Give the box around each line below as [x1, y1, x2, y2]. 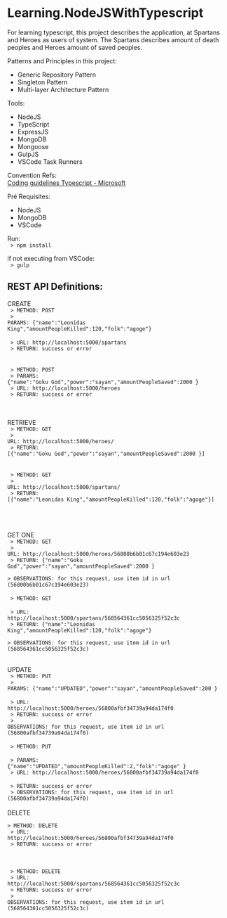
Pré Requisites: [7, 192, 51, 200]
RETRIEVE [7, 418, 36, 426]
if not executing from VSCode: [7, 254, 95, 262]
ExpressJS [17, 127, 49, 136]
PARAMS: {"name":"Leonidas [7, 319, 86, 326]
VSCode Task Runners [17, 157, 83, 166]
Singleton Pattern [17, 77, 68, 86]
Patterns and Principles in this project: [7, 56, 117, 65]
